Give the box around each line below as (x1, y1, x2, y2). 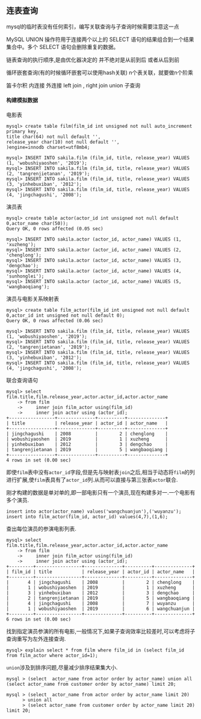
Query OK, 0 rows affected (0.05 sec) (6, 226, 104, 232)
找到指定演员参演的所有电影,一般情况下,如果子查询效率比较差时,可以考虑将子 (6, 628, 196, 635)
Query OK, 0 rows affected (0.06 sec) (6, 318, 104, 324)
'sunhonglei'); (6, 273, 45, 279)
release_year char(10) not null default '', (6, 139, 120, 145)
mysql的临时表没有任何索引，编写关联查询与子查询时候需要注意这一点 (6, 23, 179, 30)
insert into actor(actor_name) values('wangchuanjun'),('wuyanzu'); (6, 508, 182, 515)
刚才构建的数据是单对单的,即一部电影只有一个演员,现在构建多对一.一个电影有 (6, 489, 196, 496)
